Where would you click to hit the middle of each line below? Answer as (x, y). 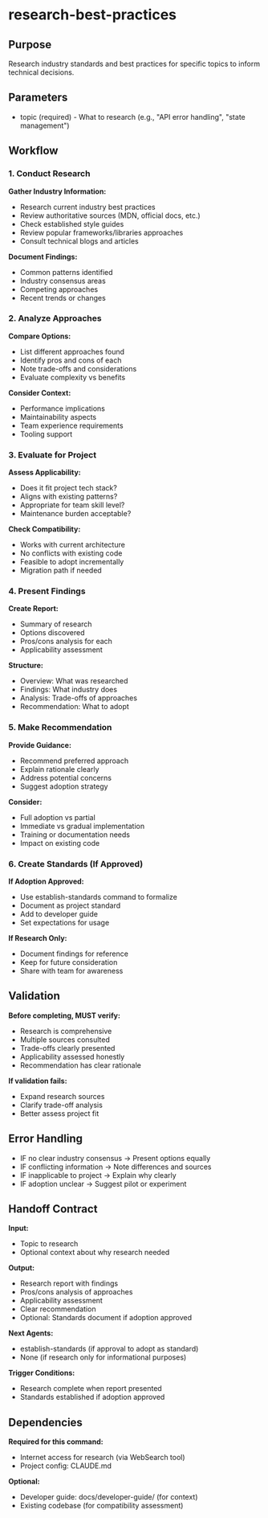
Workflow (33, 151)
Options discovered (53, 633)
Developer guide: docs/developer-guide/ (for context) (109, 1497)
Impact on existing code (60, 843)
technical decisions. (41, 72)
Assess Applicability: (45, 473)
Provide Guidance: (40, 745)
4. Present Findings (47, 591)
